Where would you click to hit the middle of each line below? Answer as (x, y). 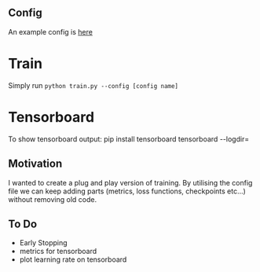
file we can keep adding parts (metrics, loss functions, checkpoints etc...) (127, 191)
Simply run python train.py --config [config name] (93, 85)
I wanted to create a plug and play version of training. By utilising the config (130, 182)
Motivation (35, 164)
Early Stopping (44, 243)
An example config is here (50, 31)
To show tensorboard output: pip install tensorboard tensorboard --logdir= (129, 139)
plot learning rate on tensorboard (73, 259)
